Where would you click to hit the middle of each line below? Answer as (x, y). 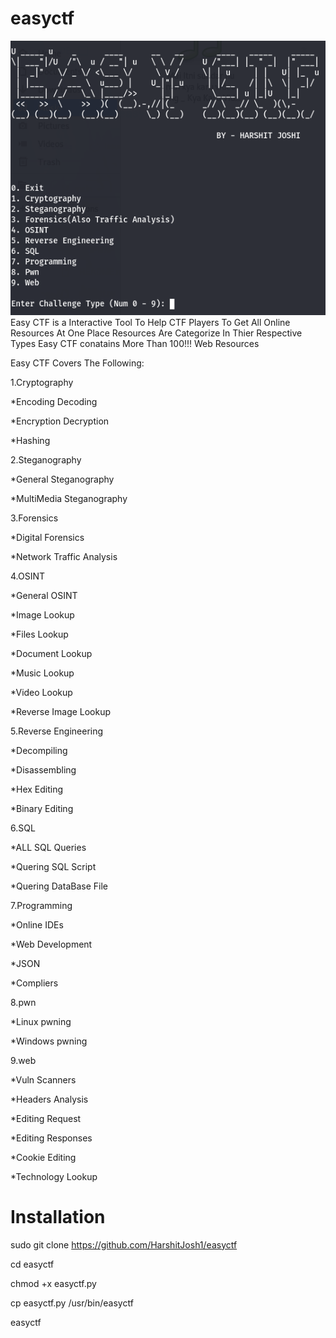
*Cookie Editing (43, 1157)
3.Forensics (34, 518)
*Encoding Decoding (54, 401)
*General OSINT (44, 595)
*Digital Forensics (47, 537)
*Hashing (30, 440)
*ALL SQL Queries (48, 847)
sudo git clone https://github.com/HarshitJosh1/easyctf (124, 1244)
